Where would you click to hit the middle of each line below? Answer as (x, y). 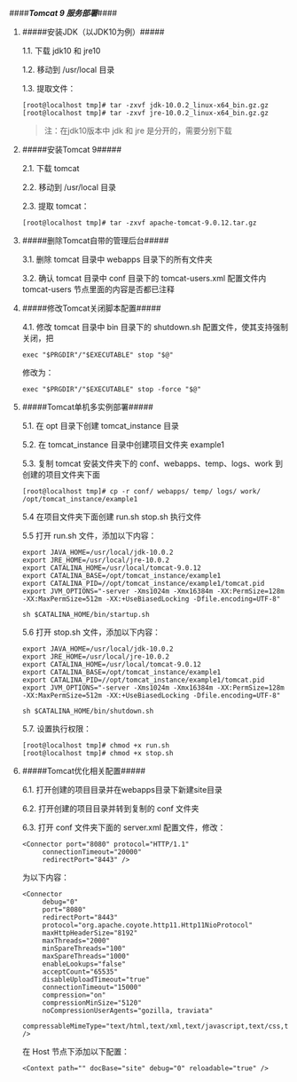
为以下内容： (45, 877)
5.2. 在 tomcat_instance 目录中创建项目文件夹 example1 (123, 445)
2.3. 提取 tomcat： (55, 206)
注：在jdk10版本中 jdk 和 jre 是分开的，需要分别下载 (138, 130)
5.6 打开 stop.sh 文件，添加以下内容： (91, 632)
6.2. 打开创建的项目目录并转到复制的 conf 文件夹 (110, 809)
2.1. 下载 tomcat (51, 168)
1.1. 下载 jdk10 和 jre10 (61, 51)
